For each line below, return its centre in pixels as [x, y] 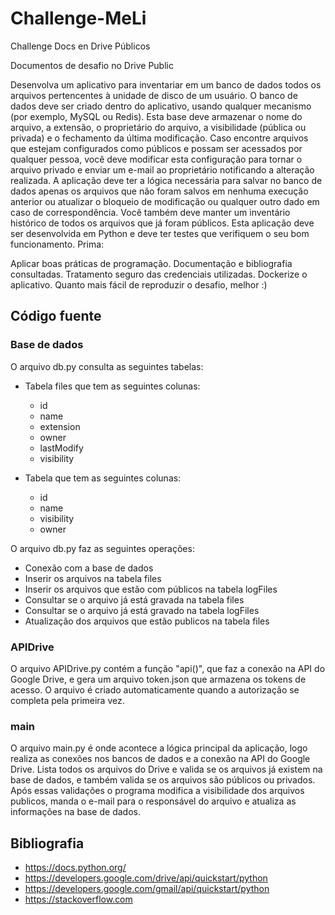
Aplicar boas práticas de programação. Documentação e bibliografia [151, 263]
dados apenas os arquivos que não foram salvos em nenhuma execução [159, 191]
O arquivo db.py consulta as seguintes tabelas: [107, 366]
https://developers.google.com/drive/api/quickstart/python [146, 878]
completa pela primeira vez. [67, 700]
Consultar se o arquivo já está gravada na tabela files [134, 599]
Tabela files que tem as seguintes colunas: [112, 386]
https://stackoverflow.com [78, 899]
